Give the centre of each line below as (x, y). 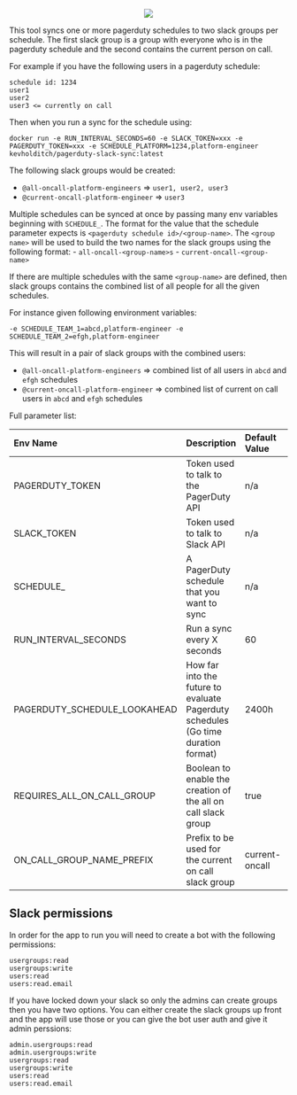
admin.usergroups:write (53, 1052)
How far (202, 665)
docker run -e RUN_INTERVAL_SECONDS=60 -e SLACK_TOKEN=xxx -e (126, 138)
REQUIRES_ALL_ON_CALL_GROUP (85, 796)
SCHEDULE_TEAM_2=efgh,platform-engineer (85, 337)
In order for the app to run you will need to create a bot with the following (142, 935)
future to (204, 687)
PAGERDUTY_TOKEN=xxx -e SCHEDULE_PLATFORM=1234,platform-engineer (134, 146)
